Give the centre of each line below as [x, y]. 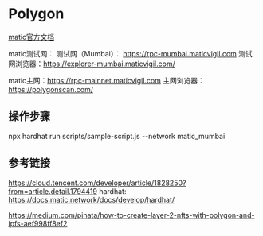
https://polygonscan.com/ [51, 89]
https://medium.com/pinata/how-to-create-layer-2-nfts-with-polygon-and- [131, 215]
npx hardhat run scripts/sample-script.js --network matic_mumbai [117, 136]
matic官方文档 [31, 37]
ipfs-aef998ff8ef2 [38, 223]
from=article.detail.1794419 [53, 191]
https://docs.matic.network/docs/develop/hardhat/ [92, 199]
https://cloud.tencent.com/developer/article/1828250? [97, 183]
